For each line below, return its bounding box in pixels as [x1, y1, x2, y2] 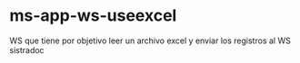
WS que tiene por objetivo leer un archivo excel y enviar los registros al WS [9, 35, 291, 46]
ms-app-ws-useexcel [9, 5, 177, 26]
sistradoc [9, 44, 45, 55]
